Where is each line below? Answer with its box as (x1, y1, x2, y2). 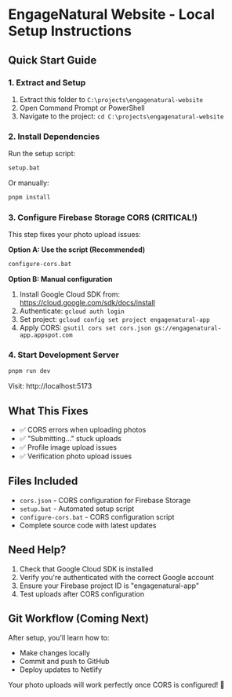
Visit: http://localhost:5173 (8, 381, 92, 391)
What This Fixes (8, 404, 89, 418)
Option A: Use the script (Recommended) (8, 245, 146, 254)
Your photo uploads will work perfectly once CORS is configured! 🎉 (8, 680, 225, 689)
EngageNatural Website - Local (8, 5, 216, 24)
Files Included (8, 475, 78, 488)
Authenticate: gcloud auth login (19, 306, 125, 316)
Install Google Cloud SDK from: (19, 290, 120, 299)
